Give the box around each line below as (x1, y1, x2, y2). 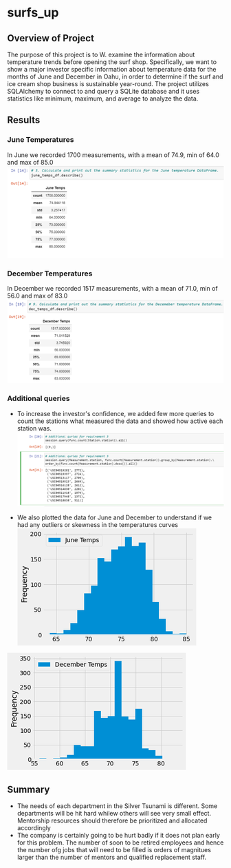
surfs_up (7, 5, 59, 21)
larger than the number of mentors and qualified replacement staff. (16, 853, 207, 862)
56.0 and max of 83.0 (7, 291, 68, 300)
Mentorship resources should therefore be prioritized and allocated (16, 816, 208, 825)
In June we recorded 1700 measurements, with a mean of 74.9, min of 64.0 (7, 150, 220, 159)
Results (7, 114, 41, 126)
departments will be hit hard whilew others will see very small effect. (16, 809, 212, 818)
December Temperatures (7, 269, 93, 278)
